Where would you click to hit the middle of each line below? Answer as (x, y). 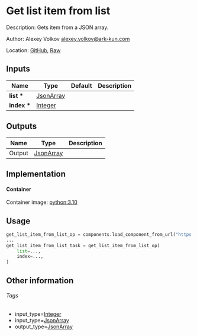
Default (82, 85)
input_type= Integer (38, 314)
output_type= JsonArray (43, 327)
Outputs (22, 127)
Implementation (36, 174)
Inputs (18, 69)
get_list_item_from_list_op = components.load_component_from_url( (91, 234)
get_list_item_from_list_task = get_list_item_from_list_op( (83, 245)
